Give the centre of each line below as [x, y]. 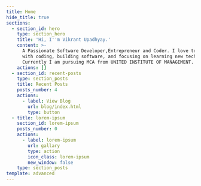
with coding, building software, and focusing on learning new [103, 56]
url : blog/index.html [55, 106]
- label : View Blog [46, 101]
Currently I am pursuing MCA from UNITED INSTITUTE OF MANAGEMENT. [108, 62]
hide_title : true [28, 17]
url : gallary [44, 145]
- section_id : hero [36, 28]
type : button [44, 112]
